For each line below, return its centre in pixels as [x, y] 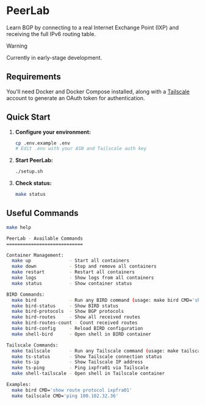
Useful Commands [42, 213]
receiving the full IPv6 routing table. [51, 34]
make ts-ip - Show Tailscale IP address [77, 362]
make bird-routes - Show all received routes [76, 317]
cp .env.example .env [42, 143]
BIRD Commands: [26, 294]
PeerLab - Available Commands [45, 238]
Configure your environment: [53, 132]
